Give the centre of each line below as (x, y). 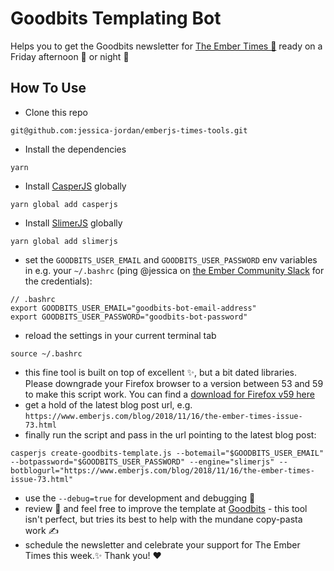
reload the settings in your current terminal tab (120, 335)
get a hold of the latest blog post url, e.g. (108, 404)
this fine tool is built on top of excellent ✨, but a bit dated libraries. (161, 372)
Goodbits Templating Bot (116, 18)
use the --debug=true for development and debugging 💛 (140, 498)
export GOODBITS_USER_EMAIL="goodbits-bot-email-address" (133, 308)
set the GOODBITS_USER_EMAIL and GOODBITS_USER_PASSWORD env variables (171, 259)
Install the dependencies (75, 149)
